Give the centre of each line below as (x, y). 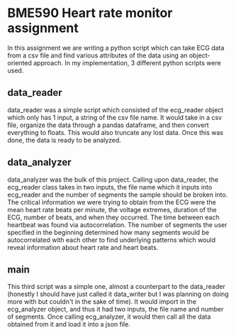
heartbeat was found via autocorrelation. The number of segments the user (117, 224)
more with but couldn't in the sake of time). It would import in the (102, 302)
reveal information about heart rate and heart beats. (83, 247)
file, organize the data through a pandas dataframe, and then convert (108, 125)
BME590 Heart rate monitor (90, 13)
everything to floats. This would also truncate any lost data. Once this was (116, 132)
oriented (19, 62)
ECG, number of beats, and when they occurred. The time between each (113, 217)
